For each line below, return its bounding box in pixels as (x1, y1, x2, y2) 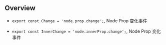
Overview (4, 4, 36, 12)
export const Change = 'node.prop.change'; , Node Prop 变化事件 (11, 17, 147, 24)
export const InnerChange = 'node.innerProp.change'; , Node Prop (11, 28, 151, 34)
